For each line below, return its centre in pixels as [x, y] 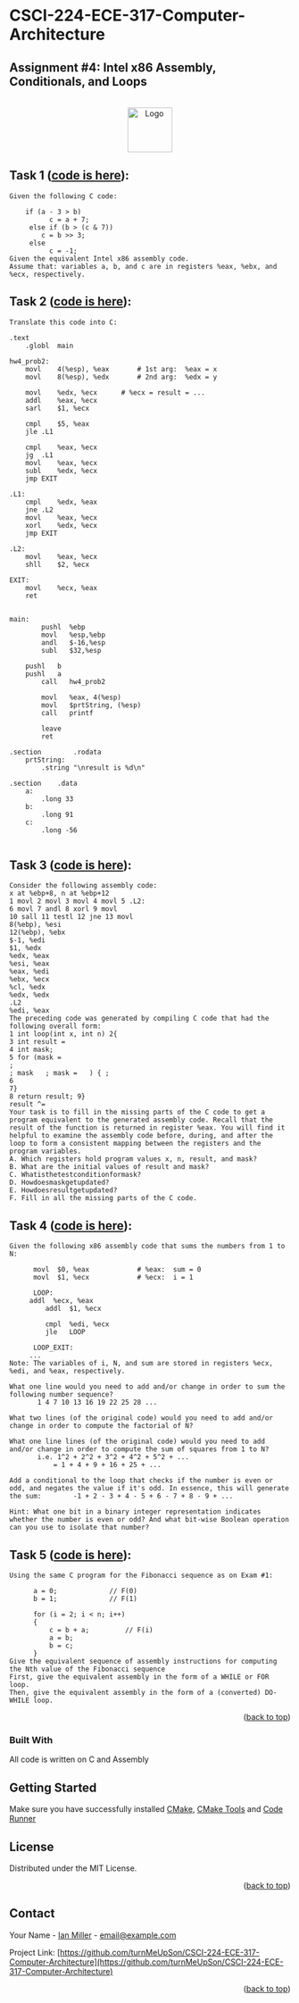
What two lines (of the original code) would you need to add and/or [141, 1418]
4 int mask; [31, 1050]
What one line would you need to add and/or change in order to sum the [147, 1387]
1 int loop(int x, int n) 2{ [63, 1034]
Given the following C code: [63, 196]
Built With [31, 1740]
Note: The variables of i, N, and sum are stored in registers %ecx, [141, 1364]
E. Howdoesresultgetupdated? [63, 1190]
